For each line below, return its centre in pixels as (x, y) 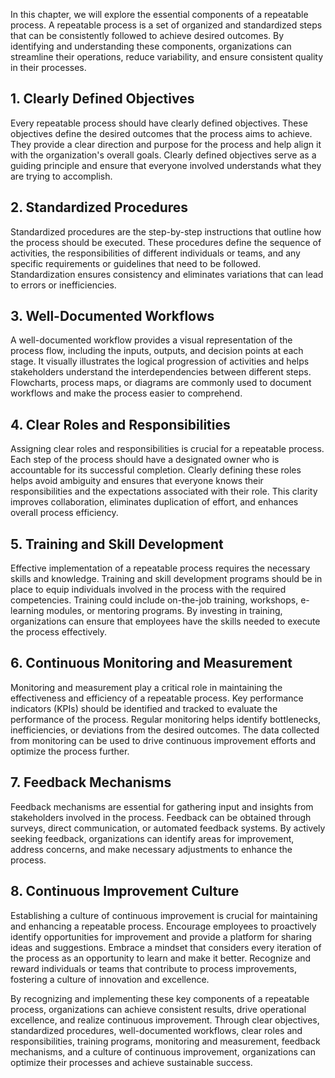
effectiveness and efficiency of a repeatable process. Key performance (157, 698)
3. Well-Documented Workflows (112, 316)
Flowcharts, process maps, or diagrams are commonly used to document (161, 383)
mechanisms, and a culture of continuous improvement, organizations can (163, 1051)
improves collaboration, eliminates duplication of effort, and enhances (154, 502)
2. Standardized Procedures (99, 207)
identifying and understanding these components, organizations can (151, 46)
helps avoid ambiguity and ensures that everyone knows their (137, 481)
